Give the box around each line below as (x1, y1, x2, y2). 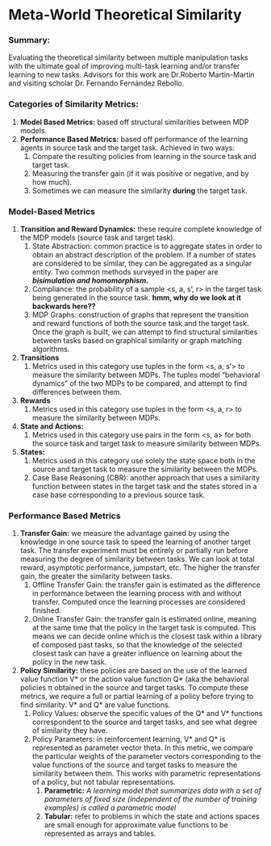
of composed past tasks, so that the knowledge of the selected (31, 640, 243, 650)
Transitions (19, 353, 60, 362)
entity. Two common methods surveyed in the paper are (31, 267, 219, 277)
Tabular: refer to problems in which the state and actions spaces (44, 811, 260, 821)
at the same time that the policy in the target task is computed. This (31, 623, 256, 633)
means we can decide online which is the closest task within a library (31, 631, 262, 641)
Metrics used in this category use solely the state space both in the (31, 456, 256, 466)
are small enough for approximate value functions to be (44, 820, 228, 830)
